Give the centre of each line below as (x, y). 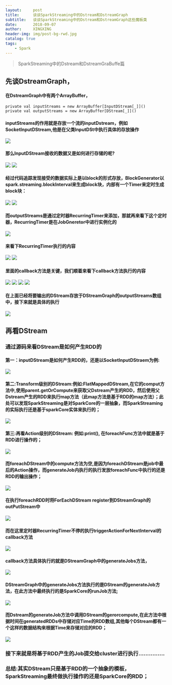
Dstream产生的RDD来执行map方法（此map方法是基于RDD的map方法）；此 (84, 397)
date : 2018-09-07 (31, 24)
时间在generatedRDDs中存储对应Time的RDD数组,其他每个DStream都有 (85, 621)
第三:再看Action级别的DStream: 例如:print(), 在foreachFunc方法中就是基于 (85, 433)
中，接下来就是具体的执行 (32, 302)
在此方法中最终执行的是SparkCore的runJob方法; (66, 591)
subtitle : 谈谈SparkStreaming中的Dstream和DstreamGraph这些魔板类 (76, 20)
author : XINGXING (28, 29)
